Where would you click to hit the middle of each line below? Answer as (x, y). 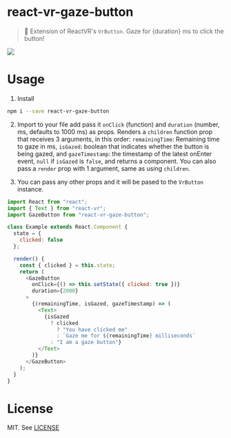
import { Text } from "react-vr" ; (57, 208)
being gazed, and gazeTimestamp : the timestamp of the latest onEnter (114, 153)
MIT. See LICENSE (33, 428)
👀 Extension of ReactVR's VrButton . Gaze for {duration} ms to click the (124, 31)
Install (26, 98)
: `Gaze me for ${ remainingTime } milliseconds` (126, 336)
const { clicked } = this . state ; (68, 265)
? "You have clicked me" (92, 330)
